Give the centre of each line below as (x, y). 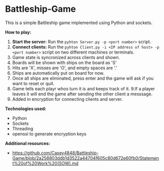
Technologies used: (26, 109)
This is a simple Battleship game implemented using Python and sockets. (79, 23)
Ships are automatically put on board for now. (58, 73)
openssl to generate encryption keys (49, 134)
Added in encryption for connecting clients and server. (67, 99)
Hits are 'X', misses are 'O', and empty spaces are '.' (65, 68)
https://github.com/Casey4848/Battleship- (55, 153)
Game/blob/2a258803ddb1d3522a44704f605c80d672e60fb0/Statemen (85, 158)
